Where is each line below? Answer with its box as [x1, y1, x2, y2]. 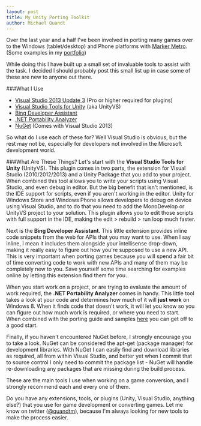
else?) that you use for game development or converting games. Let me [6, 401, 183, 409]
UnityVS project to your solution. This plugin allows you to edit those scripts [6, 209, 194, 217]
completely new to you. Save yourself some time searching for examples [6, 265, 186, 273]
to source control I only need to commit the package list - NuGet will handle [6, 359, 193, 366]
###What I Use [6, 85, 44, 92]
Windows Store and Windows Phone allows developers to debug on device [6, 196, 192, 204]
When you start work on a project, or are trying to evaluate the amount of [6, 283, 187, 291]
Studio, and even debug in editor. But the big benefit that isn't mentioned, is [6, 184, 193, 191]
